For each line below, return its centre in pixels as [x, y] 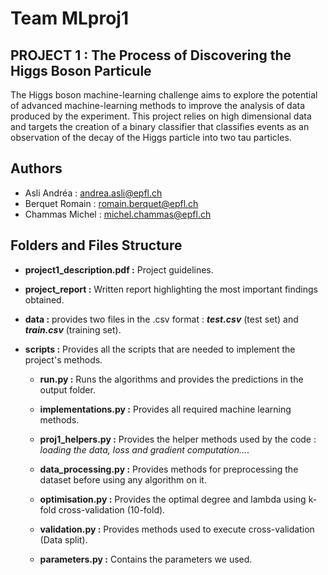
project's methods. [63, 359]
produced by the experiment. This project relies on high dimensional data [161, 116]
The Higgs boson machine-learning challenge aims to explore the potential [164, 95]
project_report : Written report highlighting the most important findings [171, 289]
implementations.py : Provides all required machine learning [165, 409]
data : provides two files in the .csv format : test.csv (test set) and [161, 319]
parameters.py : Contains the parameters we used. [146, 559]
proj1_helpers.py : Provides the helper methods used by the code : [178, 439]
